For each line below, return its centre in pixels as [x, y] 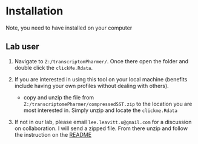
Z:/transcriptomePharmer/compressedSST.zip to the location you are [108, 104]
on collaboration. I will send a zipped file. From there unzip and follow [101, 128]
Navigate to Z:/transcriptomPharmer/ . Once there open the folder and [101, 61]
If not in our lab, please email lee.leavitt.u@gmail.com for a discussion [103, 122]
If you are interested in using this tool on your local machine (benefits [101, 79]
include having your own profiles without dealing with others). [91, 86]
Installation [35, 11]
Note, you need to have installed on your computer [69, 28]
